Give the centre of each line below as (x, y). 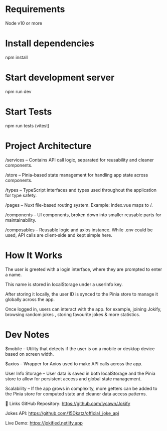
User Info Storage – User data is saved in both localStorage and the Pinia (80, 373)
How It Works (34, 255)
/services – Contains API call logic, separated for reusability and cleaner (79, 160)
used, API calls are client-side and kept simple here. (59, 235)
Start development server (60, 78)
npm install (17, 57)
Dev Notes (27, 334)
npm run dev (18, 91)
